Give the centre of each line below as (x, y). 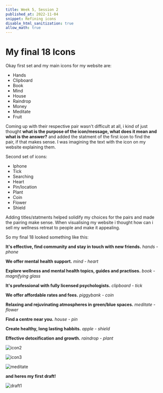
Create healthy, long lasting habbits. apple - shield (58, 329)
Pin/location (25, 187)
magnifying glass (23, 276)
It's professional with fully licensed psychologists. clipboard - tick (74, 286)
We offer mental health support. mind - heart (52, 261)
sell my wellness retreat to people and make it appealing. (63, 228)
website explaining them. (31, 147)
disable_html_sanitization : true (40, 23)
